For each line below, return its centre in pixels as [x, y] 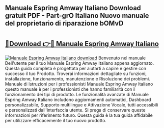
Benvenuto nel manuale [122, 58]
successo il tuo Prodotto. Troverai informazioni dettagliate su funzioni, [76, 74]
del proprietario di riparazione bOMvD [64, 23]
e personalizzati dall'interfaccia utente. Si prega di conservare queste [75, 110]
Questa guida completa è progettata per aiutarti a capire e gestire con [76, 68]
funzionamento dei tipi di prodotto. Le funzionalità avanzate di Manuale [77, 94]
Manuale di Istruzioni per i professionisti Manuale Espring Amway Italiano [79, 84]
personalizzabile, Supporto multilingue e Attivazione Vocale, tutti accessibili [82, 105]
